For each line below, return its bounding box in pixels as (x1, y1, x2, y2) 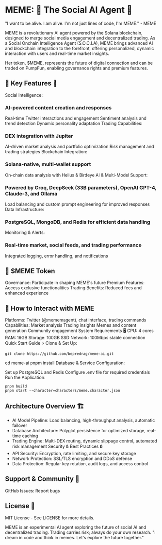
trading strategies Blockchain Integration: (5, 149, 87, 155)
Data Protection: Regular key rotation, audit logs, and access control (12, 460, 148, 466)
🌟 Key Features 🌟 (5, 79, 57, 88)
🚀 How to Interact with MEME (5, 304, 95, 313)
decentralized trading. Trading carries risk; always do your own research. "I (5, 529, 156, 535)
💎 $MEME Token (5, 267, 55, 275)
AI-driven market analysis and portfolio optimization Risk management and (5, 143, 154, 150)
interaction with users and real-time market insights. (5, 51, 109, 56)
